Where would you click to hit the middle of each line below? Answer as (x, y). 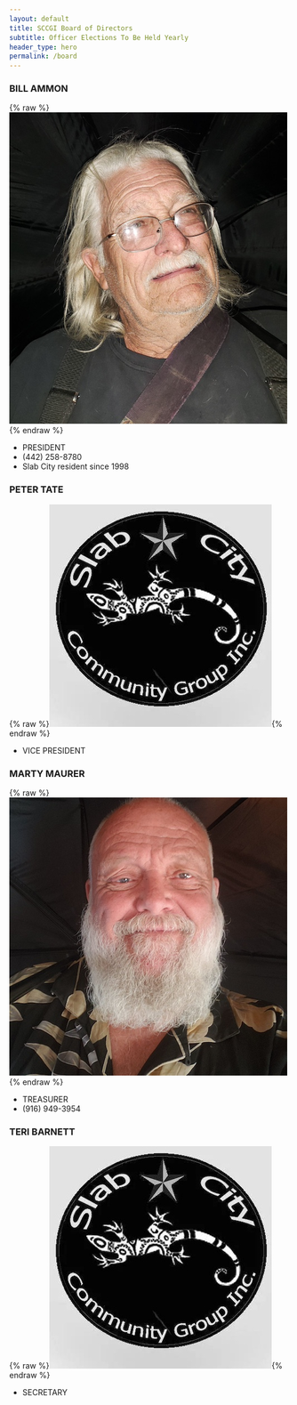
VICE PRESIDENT (54, 750)
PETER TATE (36, 489)
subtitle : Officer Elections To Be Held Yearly (99, 37)
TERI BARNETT (42, 1132)
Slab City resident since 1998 (76, 466)
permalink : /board (43, 57)
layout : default (39, 19)
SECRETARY (45, 1393)
